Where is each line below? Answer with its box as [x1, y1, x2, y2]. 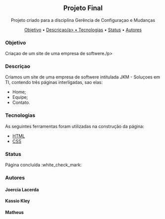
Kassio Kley [5, 198, 30, 204]
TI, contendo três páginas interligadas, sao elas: [5, 79, 103, 85]
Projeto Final [63, 4, 103, 12]
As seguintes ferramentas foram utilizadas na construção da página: [5, 123, 144, 129]
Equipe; [12, 94, 28, 100]
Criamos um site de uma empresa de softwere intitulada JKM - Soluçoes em [5, 74, 161, 80]
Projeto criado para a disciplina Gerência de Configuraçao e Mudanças [10, 17, 156, 23]
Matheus [5, 209, 24, 215]
